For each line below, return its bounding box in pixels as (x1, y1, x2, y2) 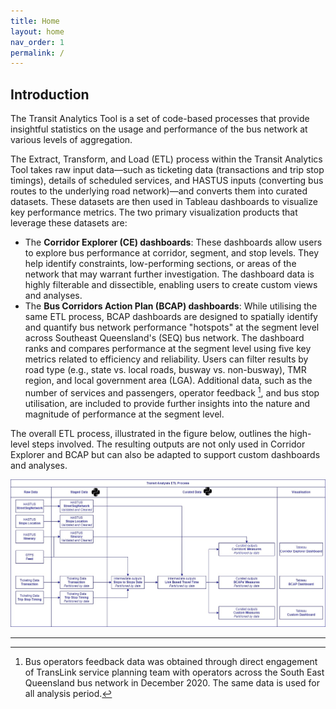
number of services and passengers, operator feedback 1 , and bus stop (24, 385, 320, 399)
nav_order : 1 (10, 37, 65, 47)
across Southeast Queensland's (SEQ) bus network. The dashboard (24, 332, 305, 344)
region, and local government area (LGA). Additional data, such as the (24, 375, 313, 387)
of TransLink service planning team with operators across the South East (24, 666, 325, 678)
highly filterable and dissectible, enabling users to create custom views (24, 279, 318, 291)
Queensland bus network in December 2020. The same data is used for (24, 676, 320, 689)
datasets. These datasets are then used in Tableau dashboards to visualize (10, 196, 318, 208)
